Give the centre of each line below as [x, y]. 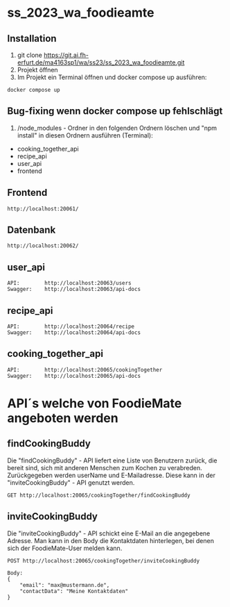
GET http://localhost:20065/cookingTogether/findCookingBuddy [99, 495]
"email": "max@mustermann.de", [65, 585]
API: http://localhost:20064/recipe [71, 327]
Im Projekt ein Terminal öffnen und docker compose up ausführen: [112, 77]
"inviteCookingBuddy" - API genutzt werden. [71, 482]
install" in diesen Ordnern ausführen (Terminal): [85, 135]
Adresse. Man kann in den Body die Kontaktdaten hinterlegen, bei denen [111, 540]
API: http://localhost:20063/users [69, 283]
